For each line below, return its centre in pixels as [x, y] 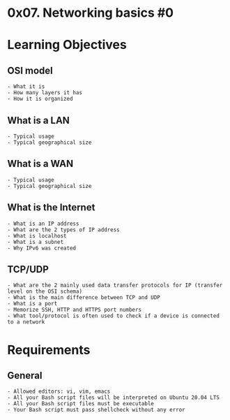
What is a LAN [38, 120]
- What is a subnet [36, 242]
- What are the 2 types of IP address [63, 230]
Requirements [49, 350]
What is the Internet [51, 208]
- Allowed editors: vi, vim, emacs [59, 392]
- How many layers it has [45, 93]
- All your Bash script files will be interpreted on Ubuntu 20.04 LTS [113, 398]
